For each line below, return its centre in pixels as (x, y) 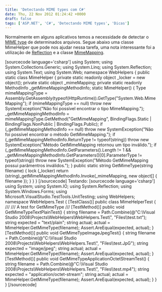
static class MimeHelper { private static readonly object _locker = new (75, 78)
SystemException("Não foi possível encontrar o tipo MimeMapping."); (75, 109)
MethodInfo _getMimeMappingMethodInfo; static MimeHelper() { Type (75, 88)
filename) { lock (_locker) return (37, 171)
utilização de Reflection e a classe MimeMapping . (55, 53)
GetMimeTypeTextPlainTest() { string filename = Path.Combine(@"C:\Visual (80, 212)
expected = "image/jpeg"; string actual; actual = (53, 249)
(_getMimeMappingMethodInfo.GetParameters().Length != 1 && (68, 150)
